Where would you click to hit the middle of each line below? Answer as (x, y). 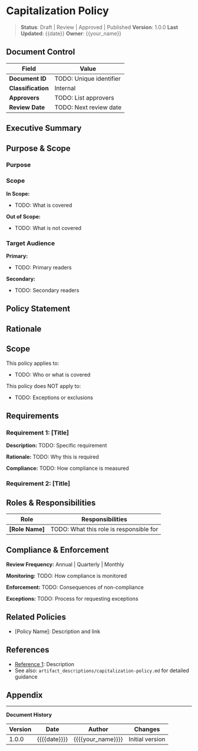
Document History (29, 715)
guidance (26, 677)
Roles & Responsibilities (51, 503)
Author (98, 729)
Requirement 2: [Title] (38, 483)
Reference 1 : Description (44, 664)
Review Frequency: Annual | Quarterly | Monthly (65, 564)
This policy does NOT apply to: (44, 386)
